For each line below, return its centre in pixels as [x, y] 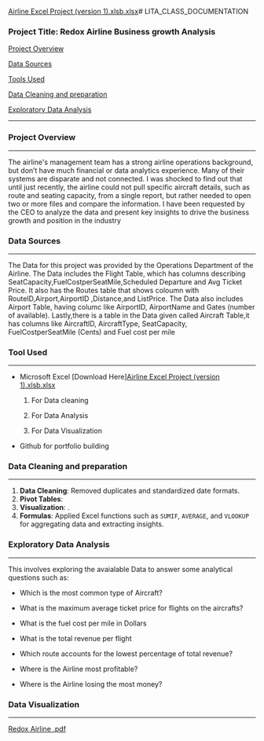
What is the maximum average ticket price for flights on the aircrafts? [131, 607]
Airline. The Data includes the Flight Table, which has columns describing [127, 273]
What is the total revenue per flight [75, 638]
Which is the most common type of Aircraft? [91, 592]
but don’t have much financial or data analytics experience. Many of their [126, 170]
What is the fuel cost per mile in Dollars [83, 623]
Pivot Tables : [41, 499]
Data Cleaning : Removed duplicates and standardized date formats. [130, 491]
